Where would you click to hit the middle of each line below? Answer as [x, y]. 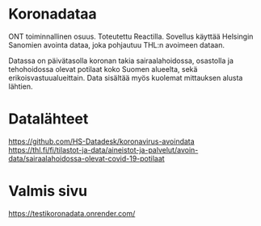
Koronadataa [53, 14]
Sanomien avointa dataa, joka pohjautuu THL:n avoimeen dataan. [116, 44]
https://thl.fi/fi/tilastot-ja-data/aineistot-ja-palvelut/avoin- [103, 149]
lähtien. [21, 86]
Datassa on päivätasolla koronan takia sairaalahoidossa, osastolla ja [121, 61]
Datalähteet [48, 119]
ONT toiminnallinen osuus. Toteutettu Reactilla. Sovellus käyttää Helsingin [131, 36]
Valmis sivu [48, 191]
